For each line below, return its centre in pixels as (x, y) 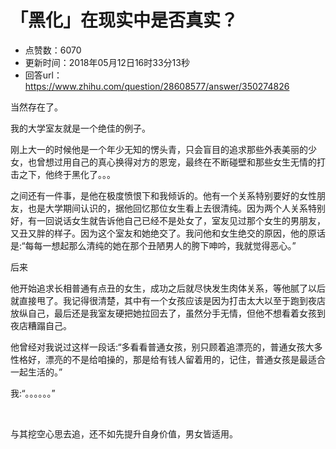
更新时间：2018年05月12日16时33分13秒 (107, 62)
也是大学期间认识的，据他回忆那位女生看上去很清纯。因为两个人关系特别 (176, 208)
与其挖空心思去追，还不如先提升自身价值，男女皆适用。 (124, 433)
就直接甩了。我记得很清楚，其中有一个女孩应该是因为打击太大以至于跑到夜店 (168, 300)
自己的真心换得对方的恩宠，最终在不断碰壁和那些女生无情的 (194, 162)
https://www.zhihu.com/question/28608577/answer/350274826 (157, 86)
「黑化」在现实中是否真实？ (124, 20)
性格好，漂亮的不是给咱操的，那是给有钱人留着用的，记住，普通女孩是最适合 (168, 359)
